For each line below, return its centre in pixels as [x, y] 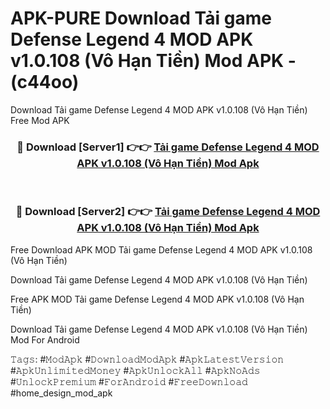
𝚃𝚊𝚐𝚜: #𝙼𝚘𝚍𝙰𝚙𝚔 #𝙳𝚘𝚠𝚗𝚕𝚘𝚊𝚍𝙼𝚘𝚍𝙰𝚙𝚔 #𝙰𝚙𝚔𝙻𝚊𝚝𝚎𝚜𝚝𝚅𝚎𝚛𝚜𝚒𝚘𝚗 [147, 359]
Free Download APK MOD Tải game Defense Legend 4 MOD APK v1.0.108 [161, 249]
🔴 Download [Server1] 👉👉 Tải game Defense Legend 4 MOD [168, 147]
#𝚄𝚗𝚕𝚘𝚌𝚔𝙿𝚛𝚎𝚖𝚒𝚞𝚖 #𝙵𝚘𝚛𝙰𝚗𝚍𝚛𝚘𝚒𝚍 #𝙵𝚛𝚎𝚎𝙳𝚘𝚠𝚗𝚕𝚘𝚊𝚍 [129, 381]
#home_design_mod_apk [61, 393]
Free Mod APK [40, 120]
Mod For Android [45, 339]
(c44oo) [45, 82]
